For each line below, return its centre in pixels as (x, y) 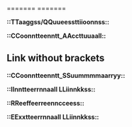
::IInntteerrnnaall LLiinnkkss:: (51, 89)
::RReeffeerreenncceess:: (45, 103)
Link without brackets (56, 58)
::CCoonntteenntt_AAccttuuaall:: (56, 36)
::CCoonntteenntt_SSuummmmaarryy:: (66, 75)
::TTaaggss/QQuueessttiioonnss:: (58, 22)
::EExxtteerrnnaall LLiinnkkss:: (53, 117)
